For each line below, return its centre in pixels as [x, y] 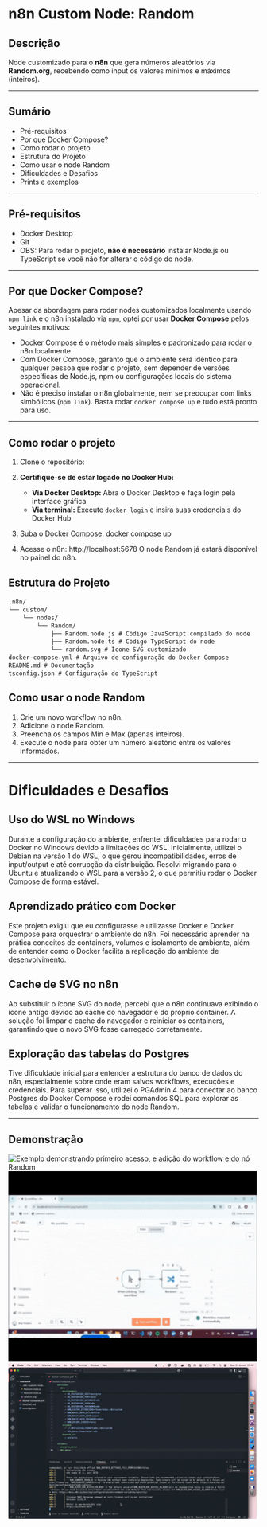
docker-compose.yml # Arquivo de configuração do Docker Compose [118, 658]
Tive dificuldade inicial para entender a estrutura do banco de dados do [126, 1073]
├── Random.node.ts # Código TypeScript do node [133, 642]
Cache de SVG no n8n [64, 984]
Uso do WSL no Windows [72, 820]
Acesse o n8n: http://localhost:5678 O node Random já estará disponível [138, 549]
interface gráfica [59, 502]
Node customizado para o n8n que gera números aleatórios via [112, 62]
